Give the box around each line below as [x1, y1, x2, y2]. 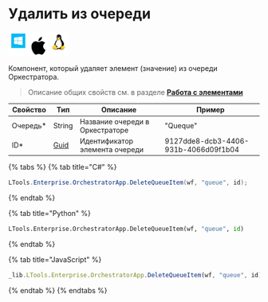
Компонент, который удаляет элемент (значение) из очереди [8, 63, 218, 73]
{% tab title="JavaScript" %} [8, 255, 102, 265]
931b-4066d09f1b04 [164, 144, 239, 154]
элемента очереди [79, 144, 144, 154]
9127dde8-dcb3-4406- [164, 136, 250, 146]
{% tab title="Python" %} [8, 209, 92, 218]
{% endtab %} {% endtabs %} [8, 286, 108, 296]
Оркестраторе [79, 125, 129, 135]
